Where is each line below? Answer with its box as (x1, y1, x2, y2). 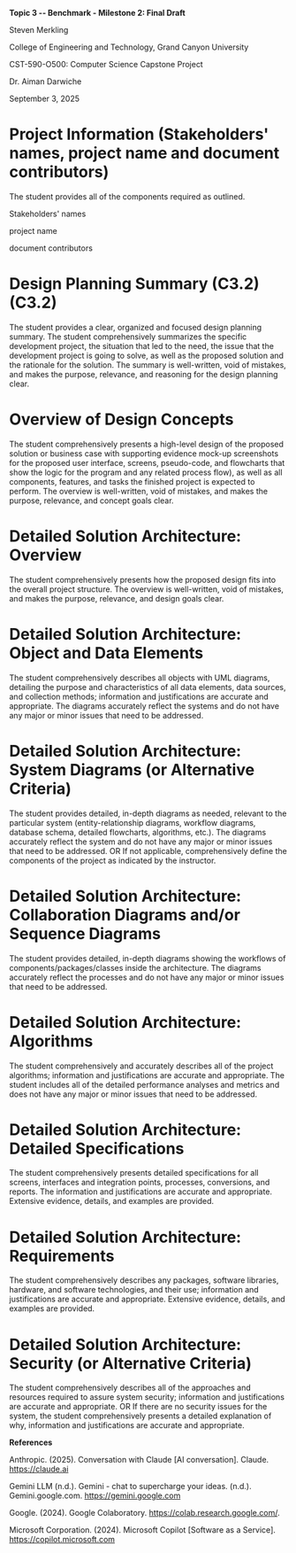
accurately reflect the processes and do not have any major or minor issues (9, 972, 285, 982)
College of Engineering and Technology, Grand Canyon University (9, 42, 249, 52)
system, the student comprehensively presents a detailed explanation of (9, 1410, 272, 1421)
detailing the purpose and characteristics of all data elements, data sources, (9, 681, 286, 692)
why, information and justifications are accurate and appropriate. (9, 1420, 245, 1431)
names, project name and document (9, 144, 280, 163)
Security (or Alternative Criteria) (9, 1353, 252, 1373)
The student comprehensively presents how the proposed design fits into (9, 574, 277, 585)
